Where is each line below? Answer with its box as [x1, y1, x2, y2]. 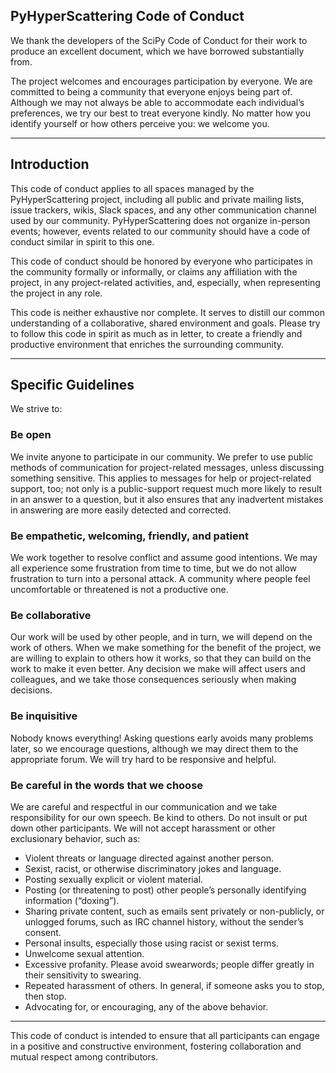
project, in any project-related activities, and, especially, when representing [10, 276, 321, 288]
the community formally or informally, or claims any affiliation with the [10, 265, 298, 278]
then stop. [24, 990, 67, 1002]
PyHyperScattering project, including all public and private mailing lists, [10, 193, 305, 205]
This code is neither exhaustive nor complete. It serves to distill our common [10, 306, 325, 318]
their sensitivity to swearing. [24, 969, 142, 981]
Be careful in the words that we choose [10, 778, 204, 792]
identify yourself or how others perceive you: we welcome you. [10, 117, 270, 129]
